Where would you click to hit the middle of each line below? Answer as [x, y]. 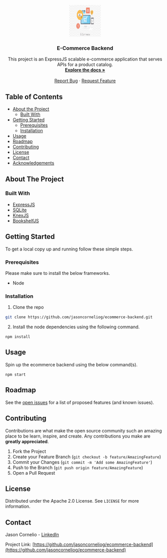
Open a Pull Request [34, 473]
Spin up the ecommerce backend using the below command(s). [71, 364]
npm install [18, 337]
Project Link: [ [20, 545]
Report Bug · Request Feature [85, 81]
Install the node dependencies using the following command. [76, 327]
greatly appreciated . [27, 441]
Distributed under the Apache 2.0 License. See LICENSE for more [72, 501]
